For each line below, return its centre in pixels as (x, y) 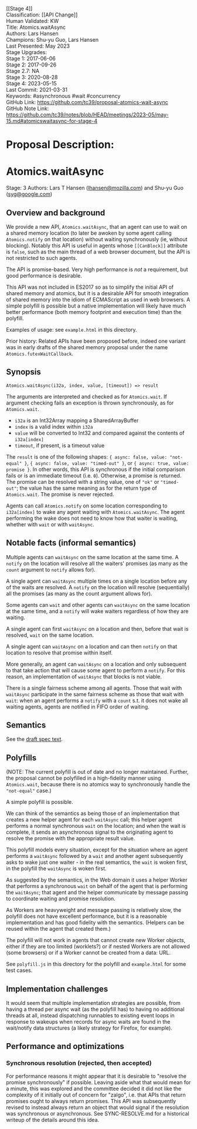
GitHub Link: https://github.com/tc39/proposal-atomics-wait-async (87, 102)
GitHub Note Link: (28, 108)
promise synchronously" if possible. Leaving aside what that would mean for (98, 1082)
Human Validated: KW (33, 21)
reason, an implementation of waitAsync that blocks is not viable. (84, 676)
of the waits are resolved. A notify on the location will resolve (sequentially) (98, 587)
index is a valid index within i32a (54, 426)
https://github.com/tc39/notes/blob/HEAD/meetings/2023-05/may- (87, 115)
